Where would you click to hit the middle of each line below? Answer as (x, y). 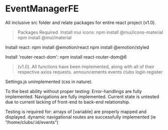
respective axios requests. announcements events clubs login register (90, 72)
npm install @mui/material (45, 37)
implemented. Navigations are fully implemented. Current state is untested (82, 96)
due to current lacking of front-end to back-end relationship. (68, 102)
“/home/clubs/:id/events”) (32, 122)
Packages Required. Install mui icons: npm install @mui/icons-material (90, 32)
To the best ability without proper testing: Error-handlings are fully (74, 91)
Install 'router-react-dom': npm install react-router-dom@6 (66, 57)
